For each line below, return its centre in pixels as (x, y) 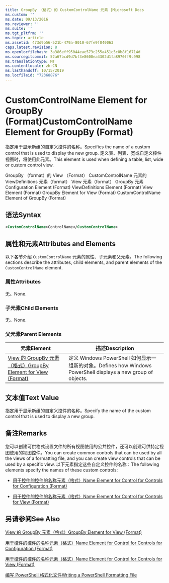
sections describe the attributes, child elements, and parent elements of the (84, 262)
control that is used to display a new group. (50, 416)
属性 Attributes (23, 282)
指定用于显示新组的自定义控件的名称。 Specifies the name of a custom (78, 147)
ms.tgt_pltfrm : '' (24, 33)
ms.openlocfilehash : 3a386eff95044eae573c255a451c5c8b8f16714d (73, 52)
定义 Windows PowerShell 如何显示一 (113, 358)
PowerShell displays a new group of (111, 372)
